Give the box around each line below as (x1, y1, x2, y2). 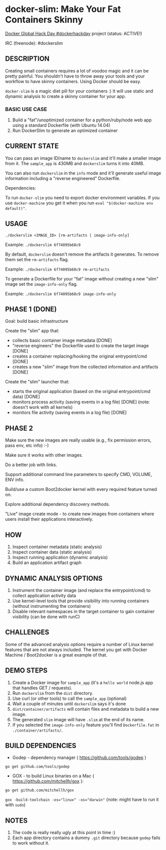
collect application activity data (12, 592, 76, 598)
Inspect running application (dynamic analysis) (12, 555, 108, 561)
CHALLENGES (5, 628, 50, 637)
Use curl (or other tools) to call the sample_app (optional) (12, 695, 127, 701)
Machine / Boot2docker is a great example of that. (5, 652, 108, 658)
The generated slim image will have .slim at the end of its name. (12, 716, 145, 722)
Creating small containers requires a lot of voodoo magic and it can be (5, 68, 149, 74)
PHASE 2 (5, 424, 33, 432)
